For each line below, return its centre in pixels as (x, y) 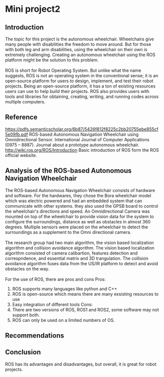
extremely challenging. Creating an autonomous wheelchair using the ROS (80, 55)
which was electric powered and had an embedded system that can (74, 201)
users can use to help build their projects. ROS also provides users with (77, 91)
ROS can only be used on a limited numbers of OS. (63, 320)
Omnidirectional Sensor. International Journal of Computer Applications (77, 139)
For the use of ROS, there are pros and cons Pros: (55, 279)
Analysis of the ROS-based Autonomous (68, 171)
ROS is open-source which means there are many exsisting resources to (85, 294)
